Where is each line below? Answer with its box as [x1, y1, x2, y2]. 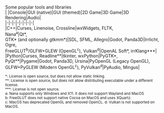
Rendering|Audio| [5, 15, 41, 20]
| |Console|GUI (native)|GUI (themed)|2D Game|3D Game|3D [5, 9, 129, 15]
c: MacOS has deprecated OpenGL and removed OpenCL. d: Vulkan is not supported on [5, 100, 155, 105]
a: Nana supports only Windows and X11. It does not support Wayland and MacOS [5, 91, 145, 96]
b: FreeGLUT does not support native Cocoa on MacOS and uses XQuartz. [5, 95, 132, 100]
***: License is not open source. [5, 86, 60, 92]
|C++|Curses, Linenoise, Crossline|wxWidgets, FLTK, [5, 25, 114, 31]
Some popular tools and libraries [5, 4, 72, 10]
